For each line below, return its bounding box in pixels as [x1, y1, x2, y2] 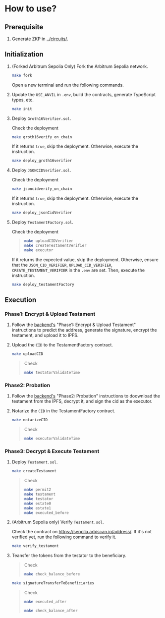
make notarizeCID [11, 417, 48, 423]
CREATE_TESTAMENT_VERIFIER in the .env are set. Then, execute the [11, 267, 145, 273]
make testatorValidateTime [24, 370, 80, 375]
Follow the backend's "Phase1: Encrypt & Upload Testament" [11, 322, 136, 328]
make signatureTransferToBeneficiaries [11, 581, 95, 586]
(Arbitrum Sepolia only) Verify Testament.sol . [11, 519, 105, 525]
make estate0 [24, 501, 52, 506]
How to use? [4, 3, 57, 14]
